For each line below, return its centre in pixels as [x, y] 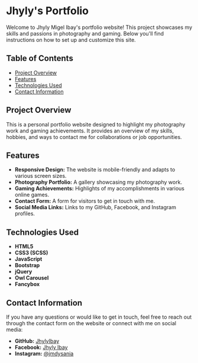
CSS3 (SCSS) [31, 253]
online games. [32, 195]
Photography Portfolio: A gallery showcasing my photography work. [98, 182]
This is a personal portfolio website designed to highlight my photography [96, 124]
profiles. [25, 213]
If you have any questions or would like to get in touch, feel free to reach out [99, 317]
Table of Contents [40, 58]
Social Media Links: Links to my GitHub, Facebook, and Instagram [95, 208]
